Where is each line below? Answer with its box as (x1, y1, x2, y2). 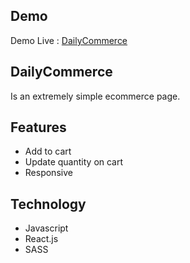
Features (10, 119, 67, 136)
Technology (10, 195, 87, 213)
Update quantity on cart (24, 156, 124, 168)
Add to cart (24, 145, 72, 158)
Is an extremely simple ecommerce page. (10, 90, 181, 102)
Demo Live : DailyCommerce (10, 34, 128, 46)
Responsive (24, 167, 73, 179)
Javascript (24, 222, 69, 234)
